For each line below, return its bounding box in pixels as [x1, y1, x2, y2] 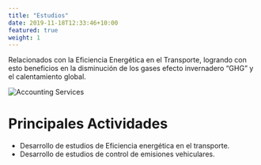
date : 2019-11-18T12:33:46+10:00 [8, 19, 119, 27]
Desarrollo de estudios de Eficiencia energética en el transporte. [19, 141, 230, 151]
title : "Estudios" [8, 11, 69, 20]
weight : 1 [8, 33, 41, 42]
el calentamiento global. [8, 72, 87, 81]
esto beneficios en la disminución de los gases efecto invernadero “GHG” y [8, 64, 254, 73]
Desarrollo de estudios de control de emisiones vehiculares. [19, 149, 215, 159]
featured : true [8, 26, 59, 34]
